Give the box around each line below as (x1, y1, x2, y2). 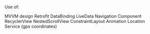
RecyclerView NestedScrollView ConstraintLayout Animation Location (4, 19, 145, 24)
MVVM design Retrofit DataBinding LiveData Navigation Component (4, 13, 142, 19)
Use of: (4, 4, 20, 10)
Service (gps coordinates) (4, 23, 57, 29)
